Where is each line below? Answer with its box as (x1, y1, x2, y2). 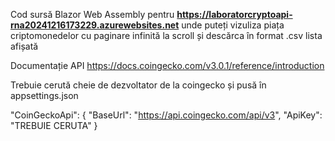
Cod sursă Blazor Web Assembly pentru (10, 9, 175, 20)
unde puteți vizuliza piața (181, 19, 285, 31)
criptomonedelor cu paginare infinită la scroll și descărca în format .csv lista (10, 30, 323, 41)
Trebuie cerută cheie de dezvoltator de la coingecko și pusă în (10, 79, 267, 91)
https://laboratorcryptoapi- (176, 9, 293, 20)
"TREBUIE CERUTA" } (10, 120, 98, 131)
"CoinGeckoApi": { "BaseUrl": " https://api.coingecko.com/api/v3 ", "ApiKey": (10, 109, 323, 121)
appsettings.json (10, 90, 79, 101)
